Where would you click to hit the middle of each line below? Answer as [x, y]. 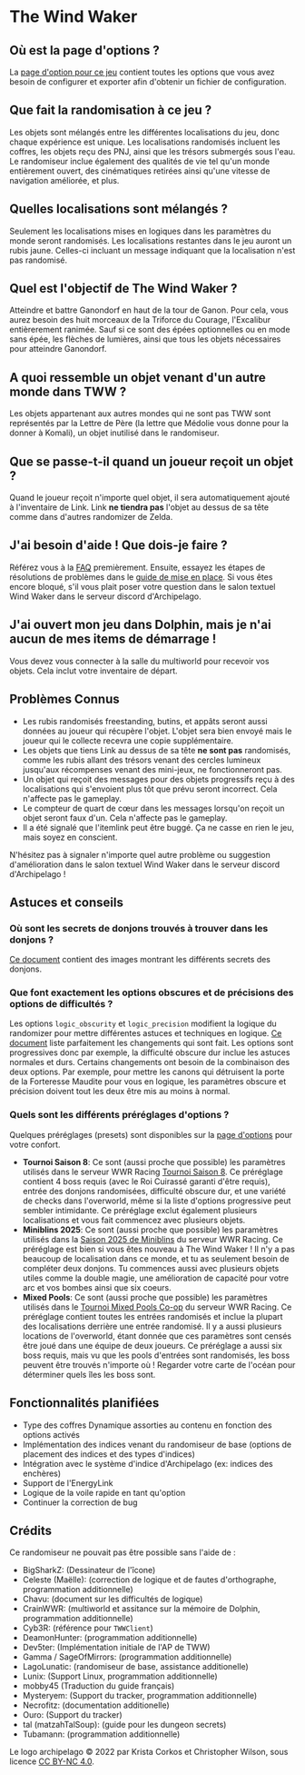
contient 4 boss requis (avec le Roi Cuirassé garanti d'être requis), [146, 1181]
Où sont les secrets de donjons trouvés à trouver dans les [139, 928]
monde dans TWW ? [68, 391]
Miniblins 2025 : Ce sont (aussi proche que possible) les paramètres [150, 1230]
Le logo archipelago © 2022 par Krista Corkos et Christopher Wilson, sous [149, 1752]
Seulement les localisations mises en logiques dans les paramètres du [140, 231]
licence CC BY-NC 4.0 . [52, 1761]
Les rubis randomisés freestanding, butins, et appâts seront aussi [145, 721]
